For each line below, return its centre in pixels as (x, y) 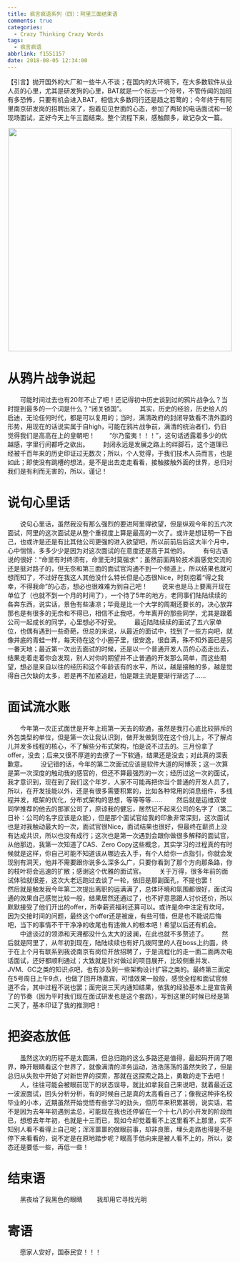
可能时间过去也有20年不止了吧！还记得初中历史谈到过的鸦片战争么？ (121, 399)
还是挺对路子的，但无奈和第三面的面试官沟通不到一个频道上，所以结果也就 (117, 568)
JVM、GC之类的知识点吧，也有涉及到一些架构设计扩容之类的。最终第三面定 (119, 969)
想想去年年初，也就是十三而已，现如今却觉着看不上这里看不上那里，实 (123, 1120)
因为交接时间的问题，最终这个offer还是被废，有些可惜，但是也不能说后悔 (115, 916)
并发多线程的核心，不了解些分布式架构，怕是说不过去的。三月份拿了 (114, 746)
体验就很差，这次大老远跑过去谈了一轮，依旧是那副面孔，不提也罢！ (114, 880)
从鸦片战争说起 (51, 378)
